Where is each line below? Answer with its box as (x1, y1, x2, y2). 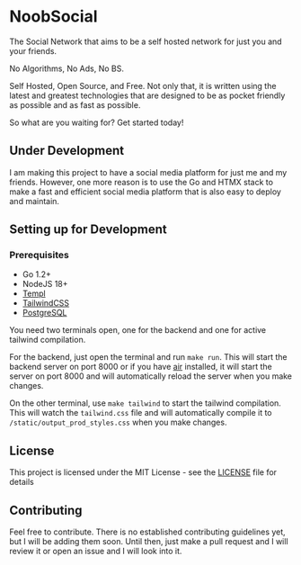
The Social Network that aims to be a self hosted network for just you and (9, 36, 282, 47)
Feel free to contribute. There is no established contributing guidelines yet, (9, 526, 286, 537)
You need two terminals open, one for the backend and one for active (9, 325, 267, 336)
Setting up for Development (9, 222, 168, 238)
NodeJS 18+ (22, 279, 69, 290)
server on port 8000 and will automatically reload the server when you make (9, 371, 293, 381)
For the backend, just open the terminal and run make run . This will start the (9, 352, 288, 363)
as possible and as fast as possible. (9, 99, 141, 110)
